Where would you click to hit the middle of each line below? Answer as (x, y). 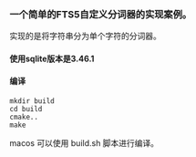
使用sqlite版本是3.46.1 (52, 58)
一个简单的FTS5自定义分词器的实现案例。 (101, 14)
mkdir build (32, 101)
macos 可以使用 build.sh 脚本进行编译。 (84, 143)
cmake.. (24, 117)
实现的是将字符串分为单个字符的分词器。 (85, 36)
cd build (26, 110)
